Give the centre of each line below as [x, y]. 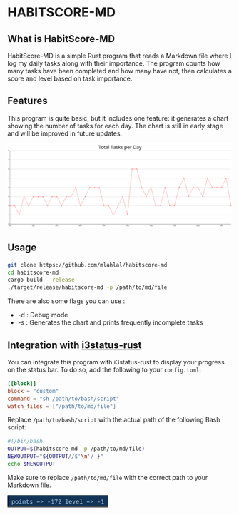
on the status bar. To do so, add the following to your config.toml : [105, 369]
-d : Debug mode [43, 315]
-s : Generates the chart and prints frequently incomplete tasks [110, 322]
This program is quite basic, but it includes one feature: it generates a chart [118, 118]
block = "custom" [33, 391]
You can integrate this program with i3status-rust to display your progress [116, 362]
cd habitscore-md [33, 272]
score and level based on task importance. [70, 78]
